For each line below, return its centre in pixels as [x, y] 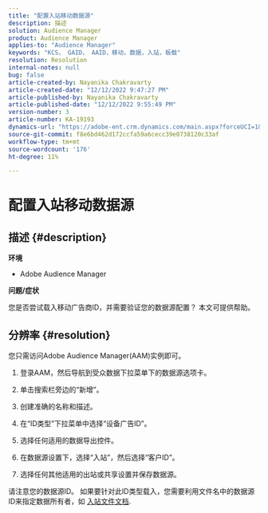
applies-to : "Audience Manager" [62, 45]
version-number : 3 [39, 112]
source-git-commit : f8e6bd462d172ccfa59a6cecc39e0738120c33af [114, 134]
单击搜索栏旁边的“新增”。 [61, 390]
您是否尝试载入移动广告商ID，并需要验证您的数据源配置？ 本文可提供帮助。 [132, 307]
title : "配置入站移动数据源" [51, 16]
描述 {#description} [58, 237]
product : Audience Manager [53, 38]
